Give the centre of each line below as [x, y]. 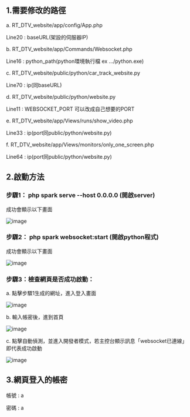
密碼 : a [15, 408]
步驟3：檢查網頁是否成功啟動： [50, 279]
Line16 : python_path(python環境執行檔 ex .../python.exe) [75, 61]
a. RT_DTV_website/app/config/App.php [54, 25]
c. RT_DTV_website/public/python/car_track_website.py [73, 73]
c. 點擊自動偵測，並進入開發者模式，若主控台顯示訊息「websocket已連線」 [97, 341]
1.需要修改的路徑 [36, 11]
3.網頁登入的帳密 [37, 380]
